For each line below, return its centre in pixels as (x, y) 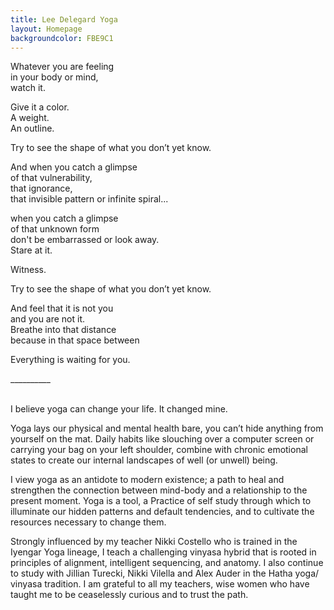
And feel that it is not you (62, 308)
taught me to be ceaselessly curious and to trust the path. (129, 595)
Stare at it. (31, 250)
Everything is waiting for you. (70, 360)
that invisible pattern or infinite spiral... (89, 199)
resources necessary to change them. (88, 522)
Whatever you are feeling (62, 67)
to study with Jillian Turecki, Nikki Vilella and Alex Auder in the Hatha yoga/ (165, 573)
